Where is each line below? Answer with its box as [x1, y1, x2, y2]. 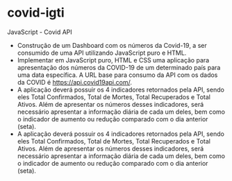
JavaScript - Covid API [7, 28, 73, 36]
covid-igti [7, 5, 65, 21]
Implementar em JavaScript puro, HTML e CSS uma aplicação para [17, 55, 210, 64]
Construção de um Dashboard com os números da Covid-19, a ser [17, 41, 207, 49]
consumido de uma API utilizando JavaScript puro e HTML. [17, 49, 187, 57]
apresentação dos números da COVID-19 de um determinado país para [17, 63, 221, 71]
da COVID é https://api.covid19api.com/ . [17, 78, 132, 86]
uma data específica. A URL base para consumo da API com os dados [17, 71, 218, 79]
